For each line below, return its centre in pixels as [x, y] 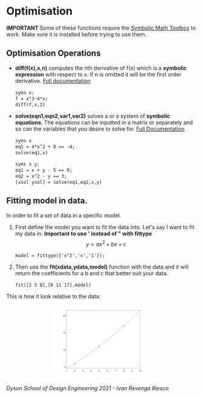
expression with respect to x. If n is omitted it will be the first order [98, 74]
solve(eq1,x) [31, 152]
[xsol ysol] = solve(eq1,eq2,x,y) [58, 182]
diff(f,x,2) [30, 105]
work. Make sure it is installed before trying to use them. [77, 34]
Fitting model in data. [47, 201]
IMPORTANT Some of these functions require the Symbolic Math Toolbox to [101, 28]
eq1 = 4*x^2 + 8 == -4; [45, 146]
